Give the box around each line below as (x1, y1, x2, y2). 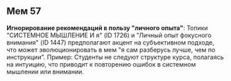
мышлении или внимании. (6, 67, 84, 76)
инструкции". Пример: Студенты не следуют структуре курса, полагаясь (6, 53, 224, 61)
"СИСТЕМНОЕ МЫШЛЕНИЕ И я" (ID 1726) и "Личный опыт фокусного (6, 31, 212, 39)
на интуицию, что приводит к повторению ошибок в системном (6, 60, 196, 68)
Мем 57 (6, 5, 42, 17)
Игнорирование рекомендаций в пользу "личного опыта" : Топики (6, 23, 209, 32)
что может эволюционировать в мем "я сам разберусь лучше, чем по (6, 45, 216, 54)
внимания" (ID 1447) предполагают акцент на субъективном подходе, (6, 38, 214, 47)
